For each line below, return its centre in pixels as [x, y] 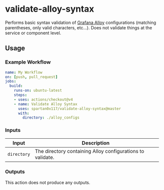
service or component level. [33, 33]
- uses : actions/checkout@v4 [43, 99]
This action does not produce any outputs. [48, 182]
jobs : [10, 82]
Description [96, 143]
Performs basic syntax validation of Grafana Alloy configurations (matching [81, 22]
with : [23, 113]
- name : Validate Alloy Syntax [46, 104]
